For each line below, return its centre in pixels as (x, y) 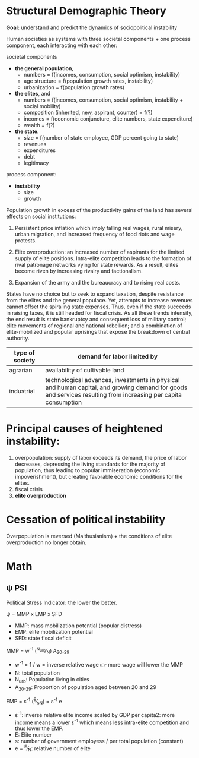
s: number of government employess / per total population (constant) (99, 741)
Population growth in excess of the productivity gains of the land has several (99, 210)
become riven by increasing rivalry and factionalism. (79, 271)
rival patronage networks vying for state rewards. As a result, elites (97, 264)
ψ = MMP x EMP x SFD (34, 614)
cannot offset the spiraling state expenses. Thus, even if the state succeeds (99, 307)
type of (24, 353)
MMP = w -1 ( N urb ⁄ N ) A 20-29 (38, 651)
